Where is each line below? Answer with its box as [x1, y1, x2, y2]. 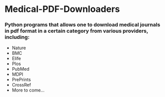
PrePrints [11, 77, 31, 83]
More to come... [11, 87, 45, 93]
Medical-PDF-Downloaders [4, 3, 120, 15]
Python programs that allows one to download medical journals [4, 21, 161, 28]
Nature [11, 45, 26, 51]
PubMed [11, 66, 29, 72]
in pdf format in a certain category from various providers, [4, 27, 149, 34]
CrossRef [11, 82, 31, 88]
